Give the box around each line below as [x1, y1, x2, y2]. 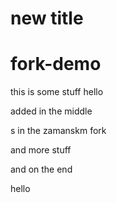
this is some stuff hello [10, 86, 104, 98]
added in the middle [10, 105, 93, 117]
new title [10, 7, 84, 30]
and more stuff [10, 144, 72, 156]
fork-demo [10, 53, 102, 76]
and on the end [10, 163, 73, 176]
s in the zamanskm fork [10, 125, 107, 137]
